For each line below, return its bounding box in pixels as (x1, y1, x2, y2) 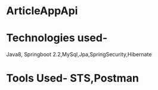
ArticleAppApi (6, 4, 78, 18)
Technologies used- (6, 31, 108, 45)
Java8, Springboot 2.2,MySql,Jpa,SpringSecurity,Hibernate (6, 51, 152, 58)
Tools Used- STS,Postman (6, 72, 139, 85)
